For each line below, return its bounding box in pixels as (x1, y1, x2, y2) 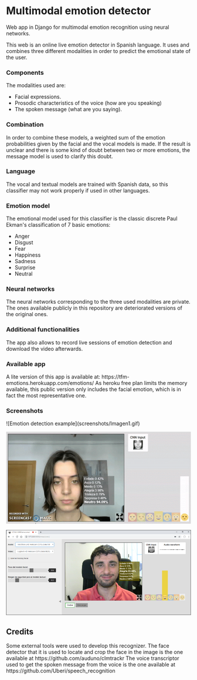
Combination (6, 121, 44, 129)
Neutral (14, 270, 33, 277)
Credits (6, 626, 34, 636)
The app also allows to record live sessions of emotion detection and (6, 339, 172, 346)
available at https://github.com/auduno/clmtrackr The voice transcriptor (6, 655, 180, 662)
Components (6, 68, 44, 77)
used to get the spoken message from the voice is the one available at (6, 661, 176, 668)
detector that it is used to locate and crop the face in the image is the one (6, 649, 184, 656)
